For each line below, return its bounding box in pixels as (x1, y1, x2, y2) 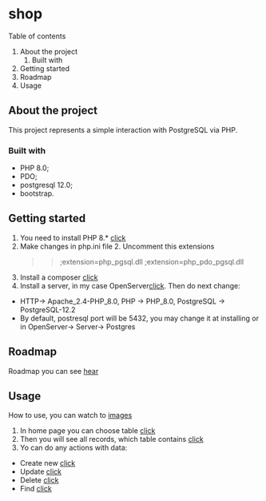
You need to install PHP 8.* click (19, 233, 126, 242)
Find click (19, 484, 52, 494)
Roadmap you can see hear (8, 366, 99, 376)
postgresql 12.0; (19, 181, 73, 190)
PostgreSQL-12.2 (19, 304, 76, 314)
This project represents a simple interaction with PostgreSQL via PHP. (8, 125, 238, 134)
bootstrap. (19, 189, 54, 198)
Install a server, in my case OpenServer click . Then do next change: (19, 280, 241, 290)
